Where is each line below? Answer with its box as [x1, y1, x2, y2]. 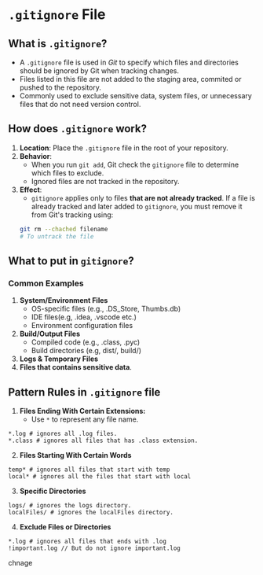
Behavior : [19, 151, 53, 160]
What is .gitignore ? [8, 37, 108, 50]
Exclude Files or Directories [19, 522, 111, 532]
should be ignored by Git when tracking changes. [19, 66, 179, 76]
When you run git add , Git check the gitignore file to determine [31, 160, 239, 169]
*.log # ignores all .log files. [8, 430, 118, 438]
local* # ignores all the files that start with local [8, 473, 192, 481]
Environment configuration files [31, 321, 133, 330]
